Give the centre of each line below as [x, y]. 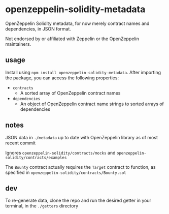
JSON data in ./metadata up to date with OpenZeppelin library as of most [82, 137]
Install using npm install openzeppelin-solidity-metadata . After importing [83, 72]
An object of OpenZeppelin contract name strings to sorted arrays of [92, 104]
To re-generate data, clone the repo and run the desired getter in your [78, 201]
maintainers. [18, 44]
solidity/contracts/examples [36, 158]
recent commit [21, 143]
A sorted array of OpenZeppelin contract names [70, 93]
